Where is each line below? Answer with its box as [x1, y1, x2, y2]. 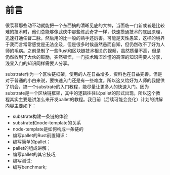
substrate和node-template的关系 [12, 119, 81, 125]
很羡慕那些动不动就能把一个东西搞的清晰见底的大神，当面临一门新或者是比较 [5, 22, 165, 28]
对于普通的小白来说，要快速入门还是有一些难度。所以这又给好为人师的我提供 [5, 77, 165, 83]
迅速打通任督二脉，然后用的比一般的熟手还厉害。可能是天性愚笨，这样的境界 [5, 35, 165, 41]
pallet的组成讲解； [12, 145, 51, 151]
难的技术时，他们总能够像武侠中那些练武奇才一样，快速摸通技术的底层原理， [5, 28, 165, 34]
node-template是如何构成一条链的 [12, 126, 83, 132]
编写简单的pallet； [12, 139, 51, 145]
